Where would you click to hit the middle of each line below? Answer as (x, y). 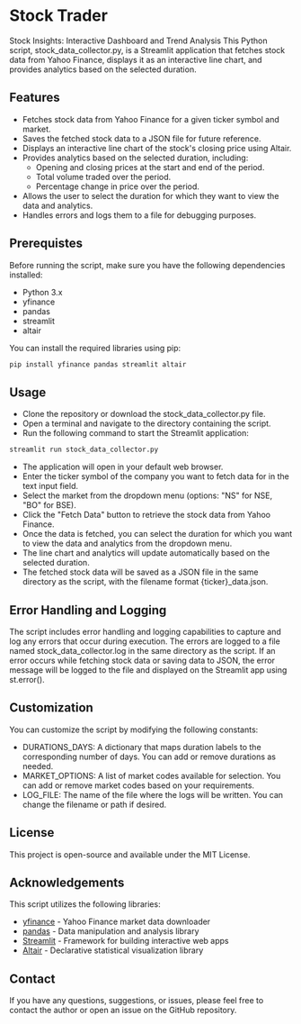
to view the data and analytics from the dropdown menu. (127, 544)
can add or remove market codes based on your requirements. (138, 785)
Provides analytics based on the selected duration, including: (135, 158)
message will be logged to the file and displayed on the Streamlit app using (148, 670)
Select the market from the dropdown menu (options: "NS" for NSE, (147, 495)
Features (35, 98)
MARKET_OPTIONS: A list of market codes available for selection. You (151, 775)
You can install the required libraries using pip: (95, 348)
